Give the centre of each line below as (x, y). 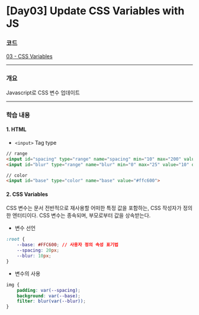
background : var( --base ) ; (49, 296)
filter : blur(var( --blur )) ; (51, 301)
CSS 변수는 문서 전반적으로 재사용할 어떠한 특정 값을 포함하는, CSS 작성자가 (94, 208)
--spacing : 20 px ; (38, 250)
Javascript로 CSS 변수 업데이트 (43, 93)
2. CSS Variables (27, 194)
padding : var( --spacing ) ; (49, 290)
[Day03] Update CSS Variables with (95, 11)
